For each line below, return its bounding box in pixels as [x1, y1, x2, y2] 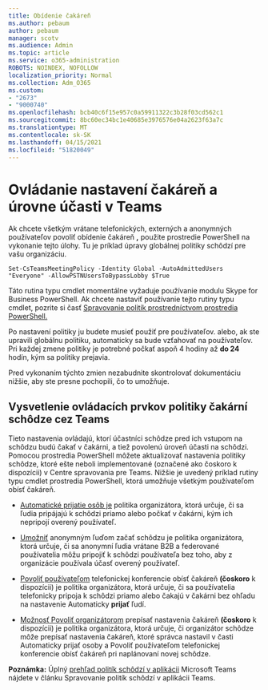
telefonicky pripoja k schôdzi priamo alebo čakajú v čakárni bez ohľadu [19, 591, 256, 601]
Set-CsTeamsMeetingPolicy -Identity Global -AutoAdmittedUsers [8, 265, 224, 273]
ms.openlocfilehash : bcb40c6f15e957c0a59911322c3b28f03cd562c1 [8, 109, 224, 117]
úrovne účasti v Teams [8, 197, 162, 216]
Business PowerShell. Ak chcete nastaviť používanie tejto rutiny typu [8, 294, 234, 305]
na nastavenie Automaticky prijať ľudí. [19, 599, 146, 609]
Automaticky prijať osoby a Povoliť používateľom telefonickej [19, 640, 220, 650]
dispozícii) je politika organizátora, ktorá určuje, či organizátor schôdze [19, 623, 254, 633]
